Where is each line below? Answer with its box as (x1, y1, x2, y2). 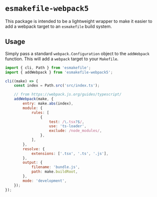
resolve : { (23, 146, 45, 152)
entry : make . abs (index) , (23, 101, 74, 106)
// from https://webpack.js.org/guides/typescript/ (14, 92, 122, 97)
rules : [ (31, 110, 50, 115)
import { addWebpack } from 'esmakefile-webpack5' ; (5, 70, 113, 75)
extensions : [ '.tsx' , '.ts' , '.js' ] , (31, 151, 109, 156)
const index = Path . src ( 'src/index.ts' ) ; (14, 83, 100, 88)
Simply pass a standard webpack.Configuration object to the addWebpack (5, 50, 150, 56)
